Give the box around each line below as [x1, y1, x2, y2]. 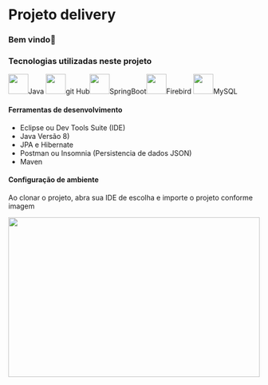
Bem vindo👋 [8, 34, 56, 46]
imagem [8, 201, 35, 211]
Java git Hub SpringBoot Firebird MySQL [28, 86, 238, 97]
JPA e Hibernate [19, 140, 74, 149]
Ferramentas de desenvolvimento [8, 105, 123, 114]
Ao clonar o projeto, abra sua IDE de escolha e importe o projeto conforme [8, 192, 254, 202]
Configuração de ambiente [8, 175, 100, 185]
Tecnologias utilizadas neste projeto [8, 56, 152, 67]
